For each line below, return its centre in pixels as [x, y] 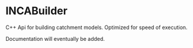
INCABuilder [36, 11]
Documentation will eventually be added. [55, 39]
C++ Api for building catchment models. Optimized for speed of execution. [96, 27]
